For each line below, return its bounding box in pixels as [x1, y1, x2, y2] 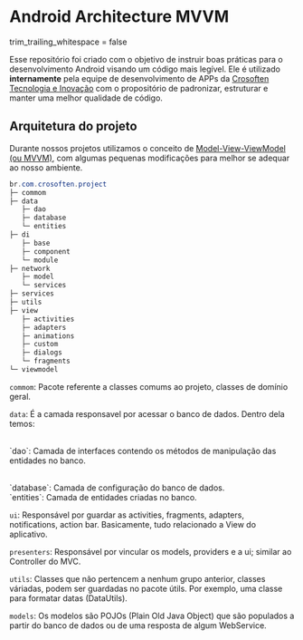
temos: [9, 418, 35, 429]
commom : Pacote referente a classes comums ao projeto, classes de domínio [9, 381, 289, 392]
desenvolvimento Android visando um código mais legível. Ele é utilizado [9, 63, 280, 74]
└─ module [21, 256, 59, 265]
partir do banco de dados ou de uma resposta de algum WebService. [9, 619, 267, 631]
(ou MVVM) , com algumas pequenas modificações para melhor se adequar [9, 152, 290, 163]
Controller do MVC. [9, 556, 81, 567]
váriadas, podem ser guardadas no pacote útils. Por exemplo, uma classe [9, 583, 283, 594]
